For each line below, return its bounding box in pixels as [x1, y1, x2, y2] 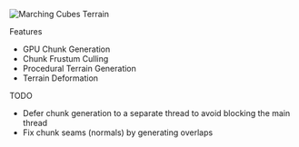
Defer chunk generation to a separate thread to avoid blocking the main [22, 108, 291, 118]
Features [9, 26, 43, 36]
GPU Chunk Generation [22, 44, 111, 54]
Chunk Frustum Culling [22, 54, 109, 64]
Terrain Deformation [22, 73, 98, 83]
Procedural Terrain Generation [22, 64, 136, 73]
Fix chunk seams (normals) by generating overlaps [22, 127, 214, 138]
